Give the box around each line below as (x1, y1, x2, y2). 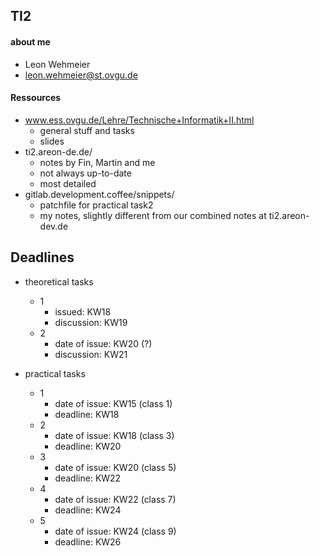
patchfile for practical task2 (39, 199, 154, 211)
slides (39, 135, 65, 147)
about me (10, 35, 51, 48)
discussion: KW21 (54, 348, 128, 360)
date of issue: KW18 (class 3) (54, 429, 175, 441)
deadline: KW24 (54, 504, 122, 516)
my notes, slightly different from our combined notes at (39, 209, 267, 221)
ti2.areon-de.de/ (24, 145, 93, 158)
